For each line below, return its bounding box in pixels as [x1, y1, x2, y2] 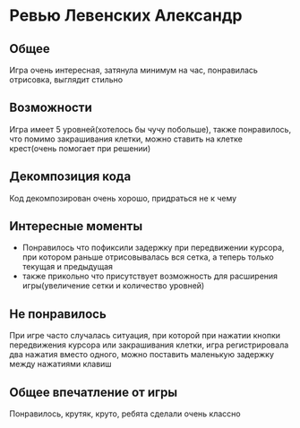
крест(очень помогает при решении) [9, 142, 151, 153]
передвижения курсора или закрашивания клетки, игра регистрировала [9, 339, 289, 350]
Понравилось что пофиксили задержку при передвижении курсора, [21, 243, 285, 253]
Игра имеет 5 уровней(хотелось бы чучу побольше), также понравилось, [9, 124, 292, 134]
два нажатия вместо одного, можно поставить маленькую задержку [9, 349, 275, 360]
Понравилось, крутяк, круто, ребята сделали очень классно [9, 408, 241, 419]
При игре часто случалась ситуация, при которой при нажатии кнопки [9, 330, 280, 341]
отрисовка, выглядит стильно [9, 74, 124, 85]
